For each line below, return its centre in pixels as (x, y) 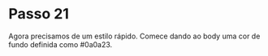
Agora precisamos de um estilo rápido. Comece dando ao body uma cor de (134, 36)
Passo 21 (39, 14)
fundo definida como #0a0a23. (61, 44)
